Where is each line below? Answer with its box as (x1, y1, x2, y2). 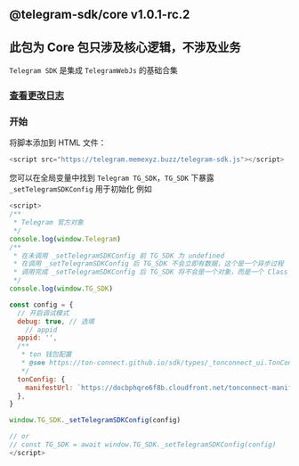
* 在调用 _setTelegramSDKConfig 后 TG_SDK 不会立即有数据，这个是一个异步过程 (12, 259, 285, 268)
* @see (20, 358, 46, 368)
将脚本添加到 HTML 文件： (9, 137, 107, 148)
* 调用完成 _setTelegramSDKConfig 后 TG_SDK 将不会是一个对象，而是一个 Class (12, 267, 288, 277)
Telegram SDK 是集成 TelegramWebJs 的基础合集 (9, 65, 178, 76)
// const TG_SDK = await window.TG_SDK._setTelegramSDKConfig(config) (9, 440, 277, 449)
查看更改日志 (9, 89, 65, 102)
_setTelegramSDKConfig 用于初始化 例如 (9, 184, 153, 194)
